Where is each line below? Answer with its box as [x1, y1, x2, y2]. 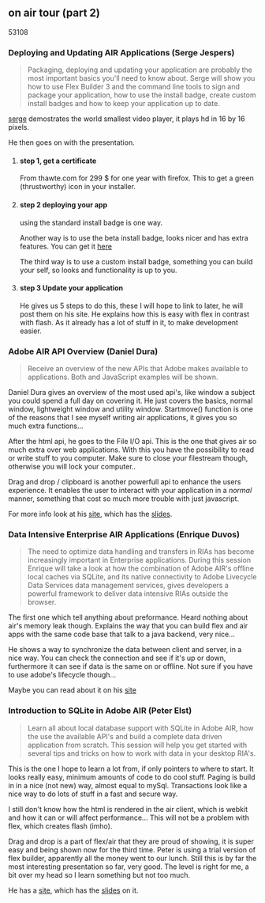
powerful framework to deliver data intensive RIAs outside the [27, 589, 229, 598]
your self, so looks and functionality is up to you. [19, 265, 177, 275]
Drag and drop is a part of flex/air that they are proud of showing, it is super [8, 837, 254, 846]
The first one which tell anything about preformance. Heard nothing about [8, 613, 248, 622]
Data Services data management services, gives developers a [27, 581, 229, 590]
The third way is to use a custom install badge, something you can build [19, 256, 253, 266]
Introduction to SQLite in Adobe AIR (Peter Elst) [8, 705, 192, 716]
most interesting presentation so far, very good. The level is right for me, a [8, 862, 250, 871]
